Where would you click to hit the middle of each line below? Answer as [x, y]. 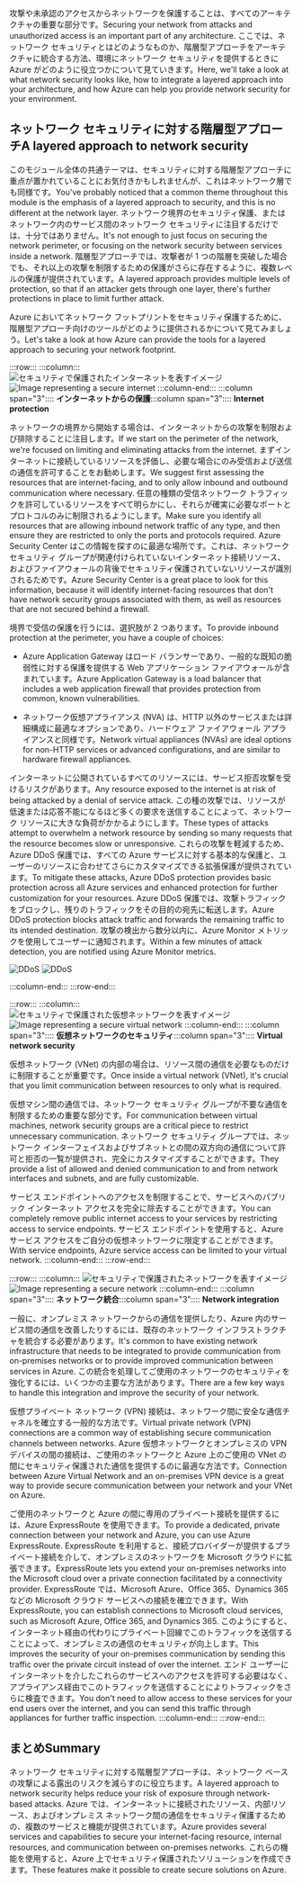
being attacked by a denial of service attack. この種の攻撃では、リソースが [147, 800]
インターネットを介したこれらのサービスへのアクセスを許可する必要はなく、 [151, 1675]
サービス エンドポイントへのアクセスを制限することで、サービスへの [136, 1196]
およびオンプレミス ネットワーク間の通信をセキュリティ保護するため [159, 1815]
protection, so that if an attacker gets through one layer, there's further [140, 288]
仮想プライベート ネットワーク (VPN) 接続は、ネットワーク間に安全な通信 [146, 1411]
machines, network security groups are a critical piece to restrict [129, 1125]
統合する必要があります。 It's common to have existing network [141, 1340]
